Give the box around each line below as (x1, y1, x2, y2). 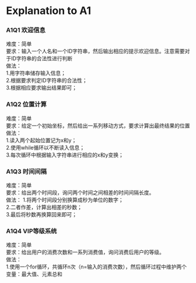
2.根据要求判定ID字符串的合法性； (6, 77, 87, 84)
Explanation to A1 (6, 4, 92, 18)
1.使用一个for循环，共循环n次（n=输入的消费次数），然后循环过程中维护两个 (6, 263, 187, 270)
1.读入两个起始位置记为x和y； (6, 136, 77, 144)
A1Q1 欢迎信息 (6, 26, 45, 34)
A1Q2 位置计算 (6, 101, 47, 109)
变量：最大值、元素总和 (6, 271, 62, 278)
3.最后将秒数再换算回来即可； (6, 211, 78, 218)
